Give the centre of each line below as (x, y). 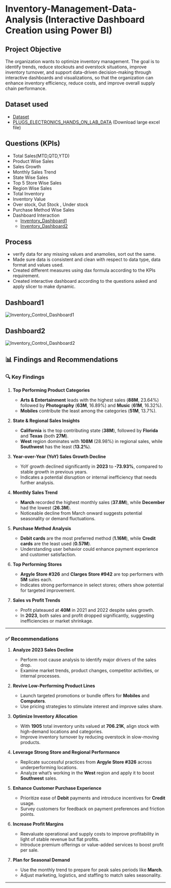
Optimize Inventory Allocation (45, 716)
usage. (27, 804)
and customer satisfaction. (48, 554)
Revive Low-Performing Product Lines (54, 686)
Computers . (33, 701)
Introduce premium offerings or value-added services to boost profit (92, 845)
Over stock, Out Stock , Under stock (50, 204)
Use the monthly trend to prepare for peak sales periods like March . (91, 870)
